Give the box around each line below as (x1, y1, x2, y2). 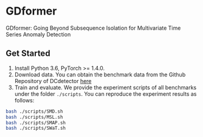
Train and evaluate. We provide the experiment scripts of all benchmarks (14, 84, 197, 91)
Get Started (5, 48, 50, 59)
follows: (14, 96, 35, 104)
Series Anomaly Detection (5, 30, 71, 38)
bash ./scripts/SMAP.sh (5, 119, 66, 125)
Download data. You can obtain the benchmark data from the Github (14, 71, 186, 78)
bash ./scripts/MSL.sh (5, 114, 63, 120)
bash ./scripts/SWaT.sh (5, 125, 66, 132)
